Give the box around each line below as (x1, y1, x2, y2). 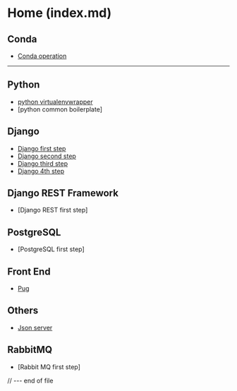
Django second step (17, 152, 76, 160)
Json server (17, 323, 53, 332)
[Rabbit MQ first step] (17, 362, 81, 371)
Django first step (17, 144, 66, 152)
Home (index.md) (7, 5, 112, 21)
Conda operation (17, 52, 67, 60)
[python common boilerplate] (17, 104, 103, 114)
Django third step (17, 159, 68, 167)
